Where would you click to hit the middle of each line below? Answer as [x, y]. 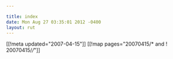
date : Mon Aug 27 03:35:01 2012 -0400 [54, 22]
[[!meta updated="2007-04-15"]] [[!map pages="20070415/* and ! [87, 44]
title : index [22, 16]
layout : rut [21, 27]
